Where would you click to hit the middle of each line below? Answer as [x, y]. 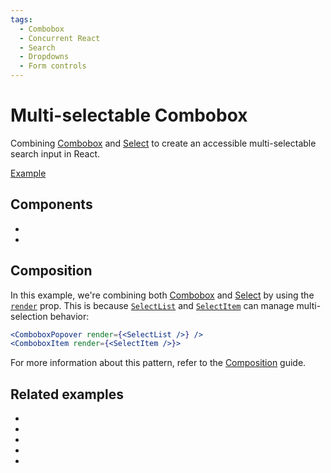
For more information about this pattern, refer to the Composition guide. [158, 363]
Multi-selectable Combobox [129, 115]
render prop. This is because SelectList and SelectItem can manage [152, 305]
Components [51, 204]
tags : [21, 19]
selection [29, 316]
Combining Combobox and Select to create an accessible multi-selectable [163, 143]
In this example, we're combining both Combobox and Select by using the [162, 295]
